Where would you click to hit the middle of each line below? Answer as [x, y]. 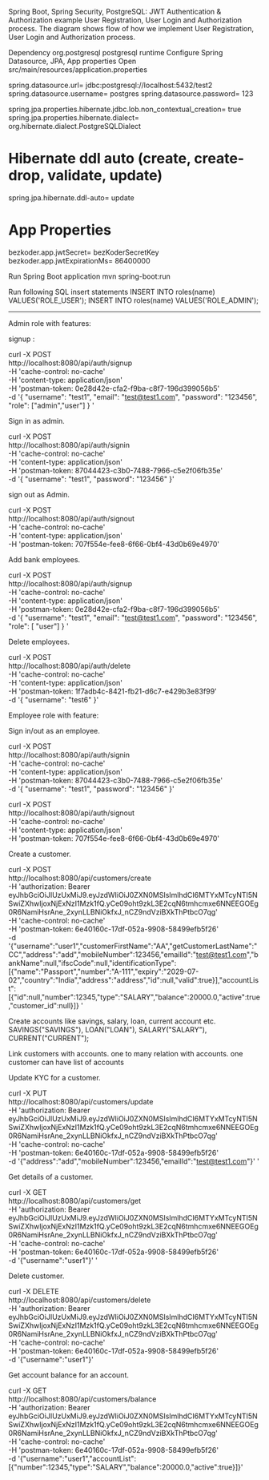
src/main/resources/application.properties [78, 70]
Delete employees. [39, 641]
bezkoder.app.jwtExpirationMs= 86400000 [79, 260]
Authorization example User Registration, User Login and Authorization [125, 20]
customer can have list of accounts [66, 1062]
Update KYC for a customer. [55, 1077]
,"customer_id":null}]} [44, 1005]
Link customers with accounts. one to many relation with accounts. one [126, 1053]
